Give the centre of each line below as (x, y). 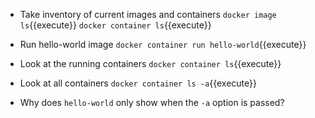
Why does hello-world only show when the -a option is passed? (152, 102)
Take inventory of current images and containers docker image (148, 14)
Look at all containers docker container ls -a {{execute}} (138, 83)
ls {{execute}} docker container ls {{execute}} (115, 25)
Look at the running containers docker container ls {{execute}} (150, 63)
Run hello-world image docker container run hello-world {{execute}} (163, 44)
